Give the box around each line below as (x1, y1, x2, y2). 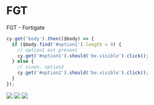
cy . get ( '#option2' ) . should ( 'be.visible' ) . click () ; (17, 70, 149, 76)
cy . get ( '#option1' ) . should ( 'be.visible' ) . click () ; (17, 52, 149, 59)
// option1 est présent (17, 47, 78, 53)
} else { (12, 59, 34, 65)
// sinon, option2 (17, 64, 64, 70)
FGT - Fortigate (6, 24, 45, 31)
